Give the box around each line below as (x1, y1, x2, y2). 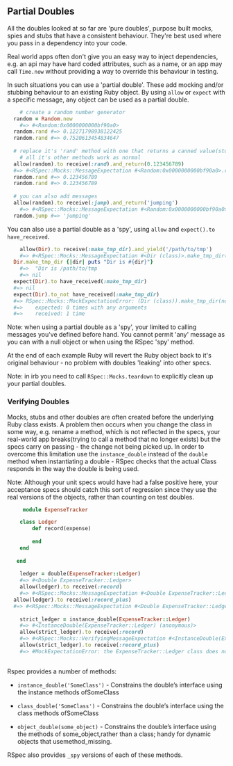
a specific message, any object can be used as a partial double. (7, 95, 189, 104)
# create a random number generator (19, 109, 126, 115)
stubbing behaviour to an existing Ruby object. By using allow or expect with (7, 88, 225, 96)
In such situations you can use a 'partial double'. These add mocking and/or (7, 80, 224, 89)
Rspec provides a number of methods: (7, 667, 116, 676)
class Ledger (19, 518, 58, 526)
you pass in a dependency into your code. (7, 38, 128, 47)
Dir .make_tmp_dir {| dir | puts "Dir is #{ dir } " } (13, 259, 154, 266)
